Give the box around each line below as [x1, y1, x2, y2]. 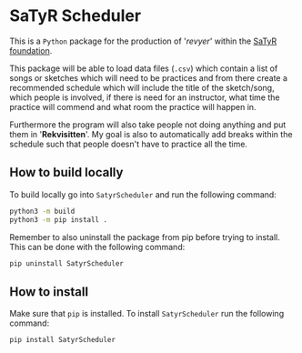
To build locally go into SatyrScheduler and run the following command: [9, 188, 277, 200]
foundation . [9, 45, 53, 55]
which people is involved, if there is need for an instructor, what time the [9, 92, 280, 103]
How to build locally [9, 165, 124, 180]
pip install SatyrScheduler [9, 336, 116, 345]
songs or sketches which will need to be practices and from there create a [9, 72, 288, 83]
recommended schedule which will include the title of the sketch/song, [9, 82, 275, 93]
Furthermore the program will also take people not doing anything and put [9, 119, 287, 130]
